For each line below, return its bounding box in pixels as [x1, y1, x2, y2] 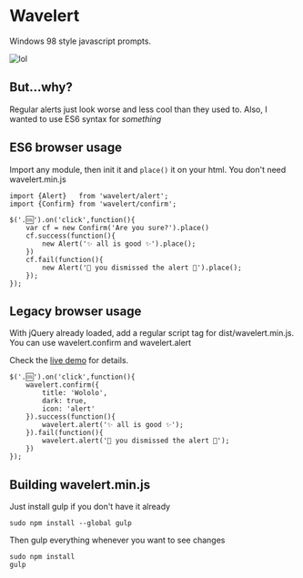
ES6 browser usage [9, 140, 123, 156]
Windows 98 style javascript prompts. [9, 35, 152, 46]
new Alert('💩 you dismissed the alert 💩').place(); [42, 263, 243, 272]
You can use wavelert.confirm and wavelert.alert [9, 338, 192, 349]
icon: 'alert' [42, 404, 96, 414]
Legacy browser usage [9, 303, 142, 319]
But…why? [9, 79, 73, 96]
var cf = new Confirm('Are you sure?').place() [25, 223, 209, 232]
